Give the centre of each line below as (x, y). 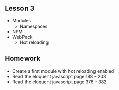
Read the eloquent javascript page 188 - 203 (59, 76)
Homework (23, 59)
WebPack (22, 37)
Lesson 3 (20, 8)
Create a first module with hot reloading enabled (63, 71)
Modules (21, 20)
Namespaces (34, 26)
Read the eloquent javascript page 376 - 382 (59, 82)
